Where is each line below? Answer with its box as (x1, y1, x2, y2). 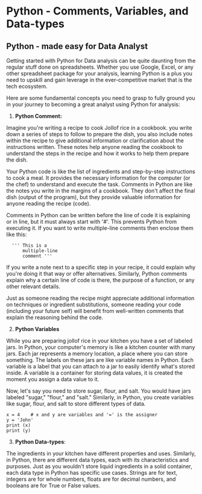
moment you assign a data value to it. (6, 376, 99, 382)
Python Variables (14, 326, 60, 332)
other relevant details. (6, 283, 61, 290)
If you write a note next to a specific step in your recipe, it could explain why (6, 264, 196, 271)
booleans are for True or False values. (6, 482, 101, 489)
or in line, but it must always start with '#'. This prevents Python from (6, 218, 177, 225)
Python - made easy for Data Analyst (6, 41, 148, 51)
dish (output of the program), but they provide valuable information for (6, 194, 181, 200)
